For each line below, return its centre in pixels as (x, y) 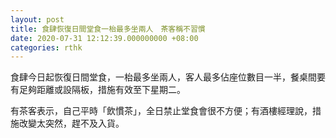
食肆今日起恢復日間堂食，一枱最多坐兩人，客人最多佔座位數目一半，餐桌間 (163, 77)
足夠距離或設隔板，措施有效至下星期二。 (102, 90)
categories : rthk (46, 47)
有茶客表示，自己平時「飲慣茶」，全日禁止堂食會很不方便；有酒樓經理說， (161, 111)
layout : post (37, 19)
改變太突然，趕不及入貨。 (71, 123)
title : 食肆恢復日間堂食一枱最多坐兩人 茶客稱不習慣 (108, 29)
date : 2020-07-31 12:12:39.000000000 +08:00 (104, 38)
